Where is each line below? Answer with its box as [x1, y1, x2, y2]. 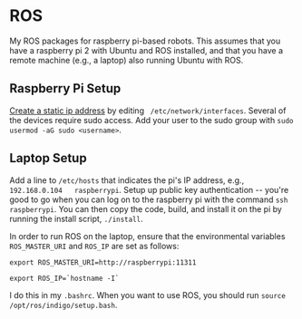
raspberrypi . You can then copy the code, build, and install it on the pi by [9, 203, 283, 214]
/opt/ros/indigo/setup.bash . [9, 299, 118, 310]
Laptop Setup [9, 150, 88, 166]
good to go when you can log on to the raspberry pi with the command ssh [9, 194, 288, 205]
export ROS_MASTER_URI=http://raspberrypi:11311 [9, 257, 197, 267]
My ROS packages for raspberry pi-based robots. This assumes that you [9, 35, 281, 46]
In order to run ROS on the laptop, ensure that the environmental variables [9, 230, 286, 241]
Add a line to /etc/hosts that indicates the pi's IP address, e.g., [9, 174, 245, 186]
